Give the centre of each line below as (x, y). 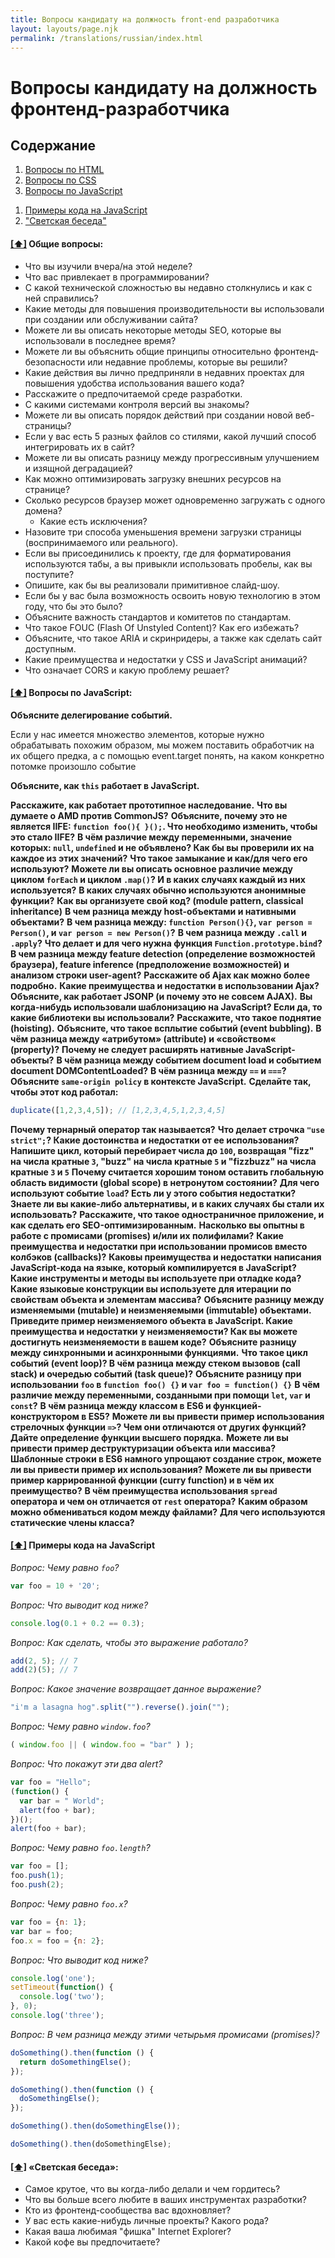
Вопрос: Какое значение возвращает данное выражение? (136, 1689)
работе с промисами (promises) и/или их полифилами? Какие (147, 1235)
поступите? (49, 574)
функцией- (237, 1405)
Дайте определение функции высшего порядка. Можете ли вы (149, 1437)
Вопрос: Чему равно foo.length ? (80, 1848)
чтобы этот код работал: (64, 1092)
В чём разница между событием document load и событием (189, 1060)
